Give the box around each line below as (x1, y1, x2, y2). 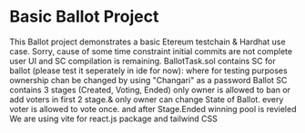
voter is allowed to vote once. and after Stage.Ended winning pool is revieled (9, 103, 297, 114)
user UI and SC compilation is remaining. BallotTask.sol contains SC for (9, 55, 276, 66)
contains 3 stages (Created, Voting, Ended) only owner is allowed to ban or (9, 84, 291, 95)
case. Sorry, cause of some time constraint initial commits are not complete (9, 45, 293, 56)
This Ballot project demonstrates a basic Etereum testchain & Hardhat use (9, 36, 286, 47)
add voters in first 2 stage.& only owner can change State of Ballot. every (9, 93, 284, 105)
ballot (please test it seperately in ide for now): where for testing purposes (9, 65, 289, 76)
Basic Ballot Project (9, 6, 159, 27)
